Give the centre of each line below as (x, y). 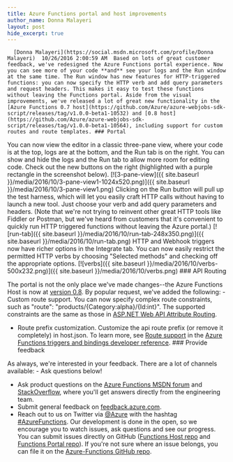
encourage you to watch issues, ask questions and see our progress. (116, 429)
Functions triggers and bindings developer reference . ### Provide (112, 342)
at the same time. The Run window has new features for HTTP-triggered (113, 77)
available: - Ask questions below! (55, 371)
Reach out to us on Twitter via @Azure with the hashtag (97, 414)
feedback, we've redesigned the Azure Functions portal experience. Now (115, 65)
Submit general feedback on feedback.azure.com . (89, 407)
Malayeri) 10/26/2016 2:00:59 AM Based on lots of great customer (109, 59)
